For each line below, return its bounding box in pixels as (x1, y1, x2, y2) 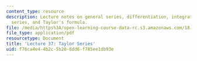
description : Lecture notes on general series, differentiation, (6, 14, 169, 20)
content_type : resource (6, 8, 64, 15)
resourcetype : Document (6, 35, 64, 41)
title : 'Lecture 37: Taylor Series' (6, 41, 96, 47)
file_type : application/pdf (6, 30, 75, 36)
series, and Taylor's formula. (11, 19, 88, 25)
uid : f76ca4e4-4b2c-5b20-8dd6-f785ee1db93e (6, 46, 114, 52)
